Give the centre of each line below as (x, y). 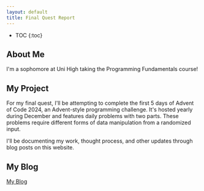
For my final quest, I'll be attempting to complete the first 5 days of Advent (100, 103)
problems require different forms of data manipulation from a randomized (99, 122)
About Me (25, 54)
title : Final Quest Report (41, 18)
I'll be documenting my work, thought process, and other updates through (100, 141)
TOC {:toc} (29, 35)
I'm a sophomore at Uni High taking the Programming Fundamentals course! (102, 69)
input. (14, 129)
